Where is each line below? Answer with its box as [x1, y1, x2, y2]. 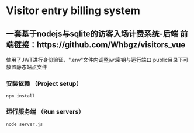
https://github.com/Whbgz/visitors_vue [36, 40, 186, 50]
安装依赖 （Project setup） [6, 79, 82, 87]
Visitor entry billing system [6, 4, 140, 17]
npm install [6, 93, 35, 99]
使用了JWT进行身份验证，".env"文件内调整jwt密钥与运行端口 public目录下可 [6, 57, 189, 63]
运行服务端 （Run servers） [6, 108, 85, 116]
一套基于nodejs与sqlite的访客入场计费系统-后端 [6, 29, 179, 38]
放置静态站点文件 [6, 64, 47, 71]
